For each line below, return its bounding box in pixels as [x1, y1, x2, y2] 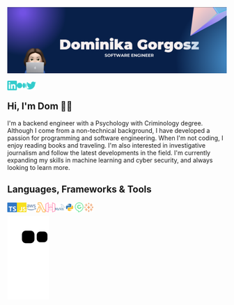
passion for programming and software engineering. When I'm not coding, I [7, 134, 224, 142]
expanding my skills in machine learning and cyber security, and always [7, 156, 214, 164]
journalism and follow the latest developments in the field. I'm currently [7, 148, 211, 157]
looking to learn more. [7, 163, 70, 171]
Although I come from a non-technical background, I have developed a [7, 126, 210, 134]
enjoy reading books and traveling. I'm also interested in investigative [7, 141, 206, 149]
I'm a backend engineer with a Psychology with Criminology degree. [7, 118, 203, 127]
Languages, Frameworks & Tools [7, 184, 152, 196]
